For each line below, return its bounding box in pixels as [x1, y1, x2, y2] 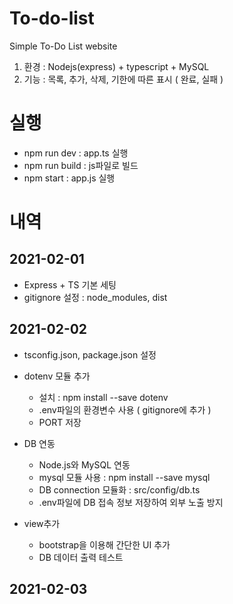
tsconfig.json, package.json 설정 [23, 348, 157, 361]
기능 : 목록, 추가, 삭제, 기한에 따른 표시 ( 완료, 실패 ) [23, 73, 224, 85]
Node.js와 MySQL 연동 [38, 458, 131, 471]
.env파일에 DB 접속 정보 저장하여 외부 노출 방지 [38, 496, 224, 508]
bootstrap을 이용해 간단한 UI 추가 [38, 538, 171, 551]
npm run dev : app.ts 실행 [23, 147, 129, 159]
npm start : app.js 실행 [23, 172, 116, 184]
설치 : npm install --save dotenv [38, 391, 169, 403]
